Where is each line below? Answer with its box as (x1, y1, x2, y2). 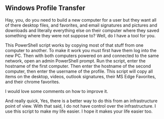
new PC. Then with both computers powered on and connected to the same (5, 53, 159, 59)
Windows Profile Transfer (5, 4, 85, 12)
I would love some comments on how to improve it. (5, 88, 108, 94)
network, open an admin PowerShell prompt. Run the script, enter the (5, 58, 146, 63)
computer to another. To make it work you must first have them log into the (5, 47, 157, 53)
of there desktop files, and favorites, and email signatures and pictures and (5, 22, 158, 28)
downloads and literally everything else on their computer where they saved (5, 27, 159, 33)
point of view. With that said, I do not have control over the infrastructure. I (5, 103, 156, 109)
